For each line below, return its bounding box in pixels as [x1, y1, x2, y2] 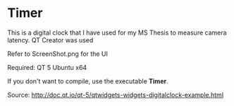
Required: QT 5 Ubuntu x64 [7, 63, 87, 71]
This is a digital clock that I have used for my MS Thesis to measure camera [7, 28, 227, 37]
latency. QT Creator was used [7, 35, 94, 44]
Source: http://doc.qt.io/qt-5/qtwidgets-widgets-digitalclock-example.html [7, 90, 224, 99]
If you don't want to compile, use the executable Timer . [7, 76, 168, 86]
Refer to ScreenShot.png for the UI [7, 49, 108, 58]
